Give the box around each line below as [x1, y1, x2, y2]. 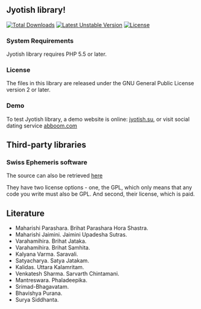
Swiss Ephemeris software [6, 158, 88, 167]
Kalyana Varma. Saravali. [15, 251, 78, 258]
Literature [6, 208, 45, 218]
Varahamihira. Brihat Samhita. [15, 244, 91, 251]
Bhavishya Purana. [15, 289, 63, 297]
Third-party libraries [6, 140, 86, 150]
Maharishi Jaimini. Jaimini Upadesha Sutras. [15, 231, 127, 238]
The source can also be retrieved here [6, 172, 103, 180]
